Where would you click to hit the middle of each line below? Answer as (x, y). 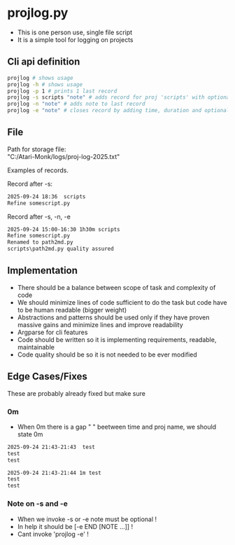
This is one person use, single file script (75, 32)
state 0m (30, 434)
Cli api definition (44, 62)
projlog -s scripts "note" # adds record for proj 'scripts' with (106, 97)
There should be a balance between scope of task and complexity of (116, 287)
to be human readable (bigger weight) (72, 310)
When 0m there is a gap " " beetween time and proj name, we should (117, 427)
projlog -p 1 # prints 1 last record (62, 91)
